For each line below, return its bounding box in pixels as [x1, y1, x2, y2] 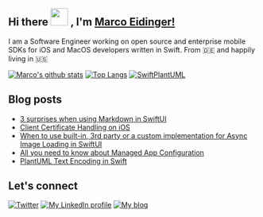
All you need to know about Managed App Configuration [19, 148, 205, 157]
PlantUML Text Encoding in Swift [19, 156, 127, 165]
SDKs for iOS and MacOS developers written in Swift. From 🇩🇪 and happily [8, 45, 256, 54]
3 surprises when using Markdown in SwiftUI [19, 114, 167, 123]
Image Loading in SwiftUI [19, 139, 102, 149]
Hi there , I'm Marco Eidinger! [8, 15, 176, 29]
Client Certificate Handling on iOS [19, 122, 131, 132]
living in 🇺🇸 [8, 53, 48, 64]
